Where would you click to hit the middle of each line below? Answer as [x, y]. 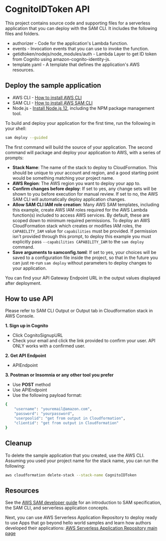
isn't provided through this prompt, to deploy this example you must [82, 236]
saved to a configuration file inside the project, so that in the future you [85, 258]
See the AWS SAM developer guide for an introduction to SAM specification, [83, 503]
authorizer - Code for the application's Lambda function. [70, 43]
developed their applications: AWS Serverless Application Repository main [81, 528]
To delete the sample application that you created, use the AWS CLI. [75, 455]
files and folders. [22, 33]
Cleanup [19, 443]
